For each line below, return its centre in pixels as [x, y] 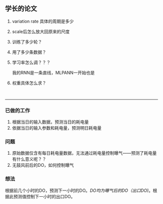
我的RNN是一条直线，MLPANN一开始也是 [53, 73]
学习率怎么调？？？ [31, 62]
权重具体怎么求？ [29, 83]
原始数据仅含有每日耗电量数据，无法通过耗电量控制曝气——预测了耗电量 [84, 153]
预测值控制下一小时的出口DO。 [44, 196]
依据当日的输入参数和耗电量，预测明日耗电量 [57, 128]
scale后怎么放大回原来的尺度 [41, 31]
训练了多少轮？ [27, 42]
